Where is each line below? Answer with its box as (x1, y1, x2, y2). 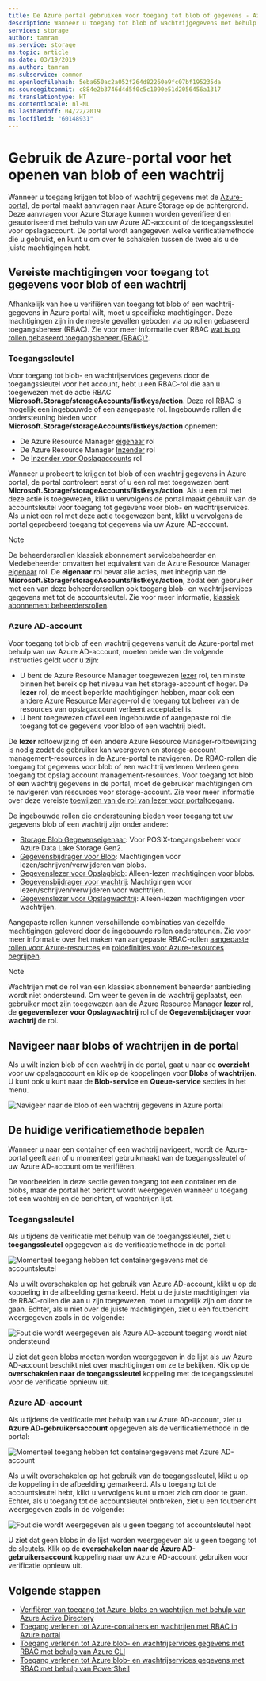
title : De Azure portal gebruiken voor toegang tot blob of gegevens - (8, 11, 249, 20)
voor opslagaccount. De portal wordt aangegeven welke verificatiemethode (8, 225, 255, 235)
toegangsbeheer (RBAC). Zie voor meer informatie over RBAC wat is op (8, 324, 241, 334)
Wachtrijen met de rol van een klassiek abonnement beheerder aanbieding (8, 982, 252, 992)
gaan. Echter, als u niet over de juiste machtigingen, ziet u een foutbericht (8, 1304, 249, 1314)
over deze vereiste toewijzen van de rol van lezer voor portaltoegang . (8, 796, 235, 805)
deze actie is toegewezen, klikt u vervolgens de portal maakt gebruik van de (8, 493, 256, 504)
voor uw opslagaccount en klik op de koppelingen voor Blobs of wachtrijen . (8, 1069, 257, 1078)
